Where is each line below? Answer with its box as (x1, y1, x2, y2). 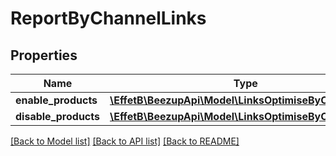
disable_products (15, 110, 100, 123)
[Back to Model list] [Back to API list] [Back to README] (10, 135, 240, 147)
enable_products (15, 93, 98, 107)
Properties (10, 47, 78, 64)
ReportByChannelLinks (10, 7, 207, 30)
